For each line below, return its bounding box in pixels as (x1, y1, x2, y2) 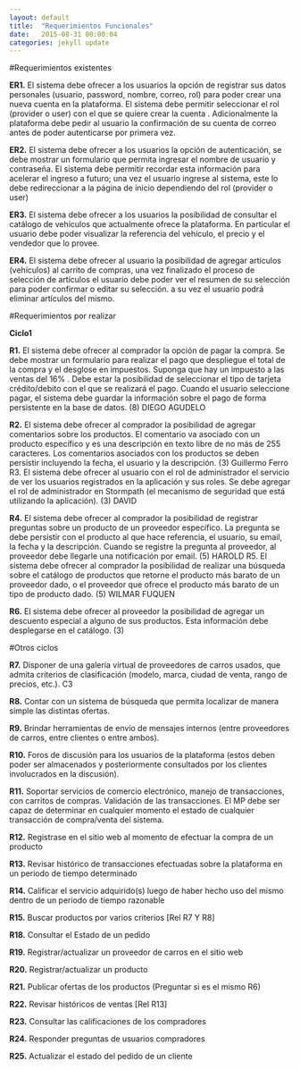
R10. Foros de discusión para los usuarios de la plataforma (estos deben (9, 750, 275, 761)
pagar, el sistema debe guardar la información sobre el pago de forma (9, 392, 267, 403)
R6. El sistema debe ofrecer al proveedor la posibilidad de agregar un (9, 606, 265, 617)
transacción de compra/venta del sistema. (9, 814, 164, 825)
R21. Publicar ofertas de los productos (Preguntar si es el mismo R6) (9, 982, 262, 992)
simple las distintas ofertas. (9, 705, 110, 716)
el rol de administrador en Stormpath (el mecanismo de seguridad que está (9, 486, 286, 497)
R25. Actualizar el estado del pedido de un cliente (9, 1051, 194, 1062)
